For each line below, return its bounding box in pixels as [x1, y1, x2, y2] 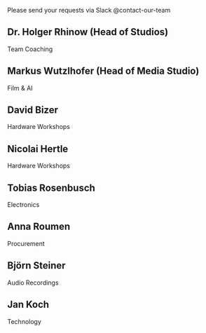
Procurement [7, 239, 46, 247]
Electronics [7, 201, 40, 209]
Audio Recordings [7, 278, 59, 287]
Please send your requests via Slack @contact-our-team [7, 6, 171, 14]
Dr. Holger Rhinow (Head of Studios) [7, 26, 169, 38]
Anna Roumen [7, 221, 71, 233]
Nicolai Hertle [7, 143, 69, 155]
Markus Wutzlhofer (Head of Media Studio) [7, 65, 200, 77]
